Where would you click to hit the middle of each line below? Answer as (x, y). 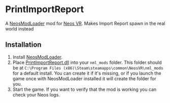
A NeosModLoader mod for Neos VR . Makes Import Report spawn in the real (85, 23)
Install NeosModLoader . (38, 57)
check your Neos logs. (36, 94)
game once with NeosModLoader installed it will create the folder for (84, 78)
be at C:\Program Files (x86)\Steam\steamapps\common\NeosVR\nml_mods (88, 67)
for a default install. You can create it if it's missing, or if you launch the (87, 73)
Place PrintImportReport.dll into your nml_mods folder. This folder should (87, 62)
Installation (23, 45)
